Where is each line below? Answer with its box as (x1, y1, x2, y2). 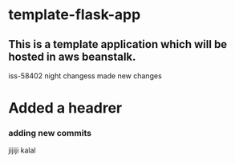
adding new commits (8, 128, 92, 139)
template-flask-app (8, 6, 141, 24)
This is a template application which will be (8, 38, 228, 51)
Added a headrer (8, 99, 123, 117)
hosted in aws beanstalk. (8, 50, 136, 63)
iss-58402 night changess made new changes (8, 71, 162, 81)
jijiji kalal (8, 145, 36, 155)
